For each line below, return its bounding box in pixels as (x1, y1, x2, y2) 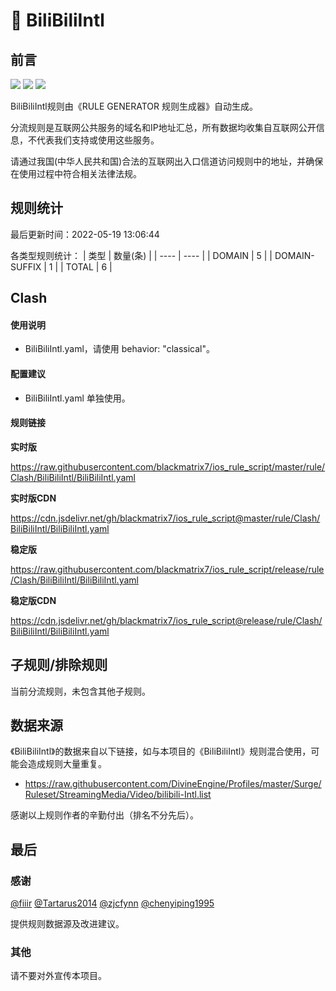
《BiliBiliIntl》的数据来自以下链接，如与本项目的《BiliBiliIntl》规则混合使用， (10, 745, 312, 758)
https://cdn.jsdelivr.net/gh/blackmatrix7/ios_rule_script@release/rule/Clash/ (10, 614, 323, 626)
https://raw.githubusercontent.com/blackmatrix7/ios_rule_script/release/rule (10, 563, 325, 575)
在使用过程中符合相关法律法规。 (10, 168, 142, 179)
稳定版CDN (10, 594, 57, 606)
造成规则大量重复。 (27, 758, 107, 770)
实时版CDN (10, 492, 57, 504)
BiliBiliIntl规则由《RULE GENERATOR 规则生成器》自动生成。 (10, 100, 258, 112)
